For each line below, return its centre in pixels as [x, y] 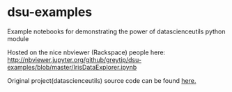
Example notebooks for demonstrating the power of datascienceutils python [116, 31]
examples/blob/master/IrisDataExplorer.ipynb [72, 67]
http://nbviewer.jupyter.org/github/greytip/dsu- [74, 59]
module [18, 38]
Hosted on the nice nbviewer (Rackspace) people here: [86, 52]
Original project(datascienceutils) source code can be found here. [102, 80]
